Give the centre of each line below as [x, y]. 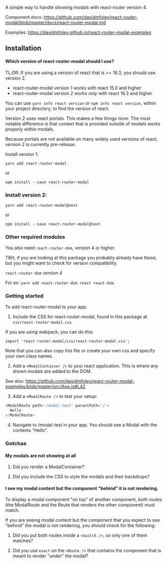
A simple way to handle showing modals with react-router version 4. [76, 7]
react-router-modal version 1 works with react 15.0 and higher [77, 88]
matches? [23, 541]
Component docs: [24, 17]
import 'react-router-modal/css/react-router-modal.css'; [68, 341]
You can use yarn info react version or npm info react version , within [81, 103]
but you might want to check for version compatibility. [61, 263]
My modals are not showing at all [40, 455]
